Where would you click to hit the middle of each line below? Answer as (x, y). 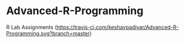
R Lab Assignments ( (32, 27)
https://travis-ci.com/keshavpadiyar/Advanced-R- (118, 27)
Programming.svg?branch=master (48, 33)
